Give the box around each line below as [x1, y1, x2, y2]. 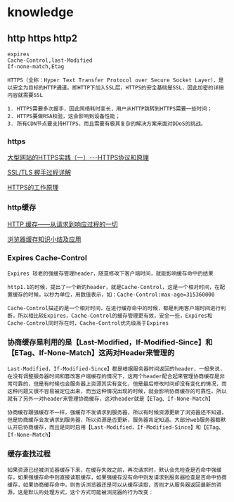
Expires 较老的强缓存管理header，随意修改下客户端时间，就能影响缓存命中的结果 [7, 270, 214, 277]
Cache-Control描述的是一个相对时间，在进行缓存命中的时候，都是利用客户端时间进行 [7, 304, 221, 311]
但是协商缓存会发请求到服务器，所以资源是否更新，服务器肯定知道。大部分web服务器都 [7, 416, 221, 424]
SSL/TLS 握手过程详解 [7, 168, 72, 176]
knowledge [7, 4, 74, 20]
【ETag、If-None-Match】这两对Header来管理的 [7, 347, 175, 357]
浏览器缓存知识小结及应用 [7, 235, 82, 243]
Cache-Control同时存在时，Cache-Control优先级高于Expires [7, 319, 169, 327]
